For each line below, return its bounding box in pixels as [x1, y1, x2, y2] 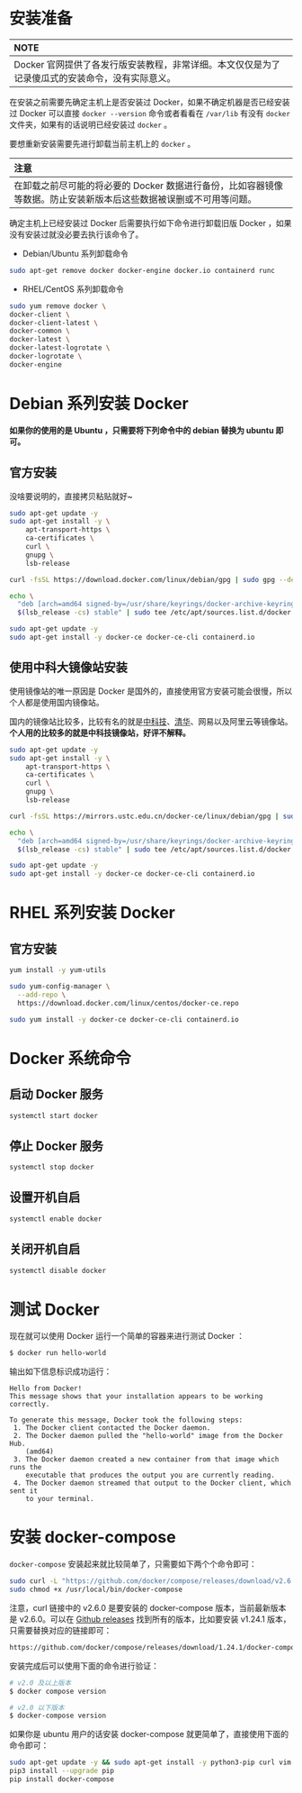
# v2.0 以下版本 [9, 1703, 65, 1712]
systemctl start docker [9, 1111, 99, 1120]
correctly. [9, 1400, 50, 1409]
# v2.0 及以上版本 [9, 1678, 72, 1688]
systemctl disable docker [9, 1266, 106, 1275]
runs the [9, 1463, 42, 1472]
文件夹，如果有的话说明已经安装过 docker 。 [9, 119, 173, 130]
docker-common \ [9, 326, 70, 336]
